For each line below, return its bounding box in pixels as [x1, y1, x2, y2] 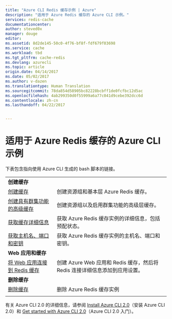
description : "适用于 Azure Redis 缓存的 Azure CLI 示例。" [5, 12, 130, 17]
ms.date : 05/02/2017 [5, 74, 50, 79]
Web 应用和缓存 [8, 249, 47, 257]
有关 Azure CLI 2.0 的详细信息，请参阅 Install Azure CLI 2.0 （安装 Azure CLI [5, 302, 165, 308]
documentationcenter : [5, 21, 52, 27]
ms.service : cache [5, 45, 45, 51]
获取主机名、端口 [8, 232, 50, 239]
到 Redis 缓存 [8, 267, 40, 274]
